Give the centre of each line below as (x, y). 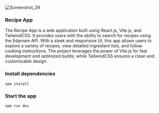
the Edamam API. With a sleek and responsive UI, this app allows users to (78, 41)
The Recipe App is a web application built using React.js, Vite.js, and (73, 30)
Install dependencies (30, 74)
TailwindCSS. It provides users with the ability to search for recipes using (78, 36)
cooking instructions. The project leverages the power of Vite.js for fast (76, 51)
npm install (17, 84)
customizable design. (26, 61)
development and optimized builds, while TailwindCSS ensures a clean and (80, 56)
